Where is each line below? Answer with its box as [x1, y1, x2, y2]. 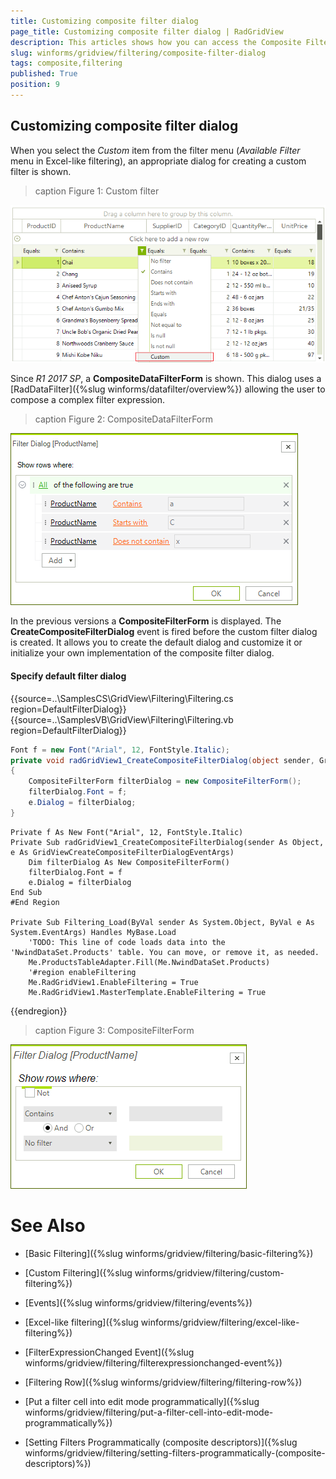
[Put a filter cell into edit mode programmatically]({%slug [24, 1395, 260, 1407]
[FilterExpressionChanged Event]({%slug [24, 1346, 195, 1358]
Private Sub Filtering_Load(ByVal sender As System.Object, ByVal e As [10, 917, 315, 927]
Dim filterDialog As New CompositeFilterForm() [28, 857, 230, 867]
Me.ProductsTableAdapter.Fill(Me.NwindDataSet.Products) [28, 957, 271, 967]
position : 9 [10, 80, 60, 90]
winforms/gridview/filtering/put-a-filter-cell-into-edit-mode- [24, 1406, 274, 1418]
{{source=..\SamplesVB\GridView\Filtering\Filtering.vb [10, 713, 234, 725]
